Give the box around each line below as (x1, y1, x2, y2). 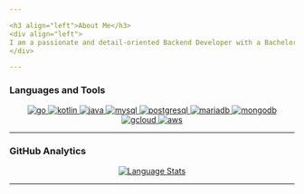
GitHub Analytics (9, 145, 87, 158)
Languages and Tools (9, 84, 106, 97)
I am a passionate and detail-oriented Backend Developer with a (9, 38, 261, 47)
